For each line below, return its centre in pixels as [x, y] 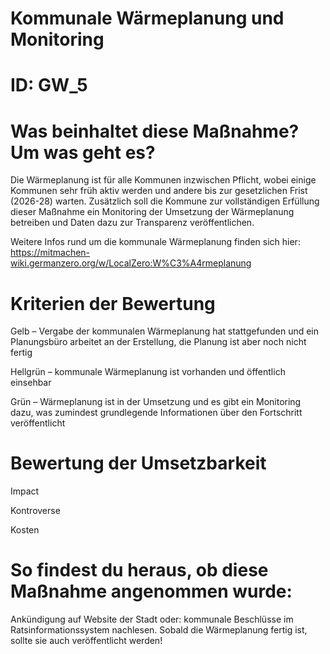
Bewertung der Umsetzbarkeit [138, 463]
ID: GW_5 [49, 85]
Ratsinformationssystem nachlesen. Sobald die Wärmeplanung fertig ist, [159, 630]
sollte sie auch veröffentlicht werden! [86, 641]
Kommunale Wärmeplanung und [147, 18]
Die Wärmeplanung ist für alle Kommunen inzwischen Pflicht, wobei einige [163, 180]
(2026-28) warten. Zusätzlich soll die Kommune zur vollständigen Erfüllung [165, 201]
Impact [25, 491]
